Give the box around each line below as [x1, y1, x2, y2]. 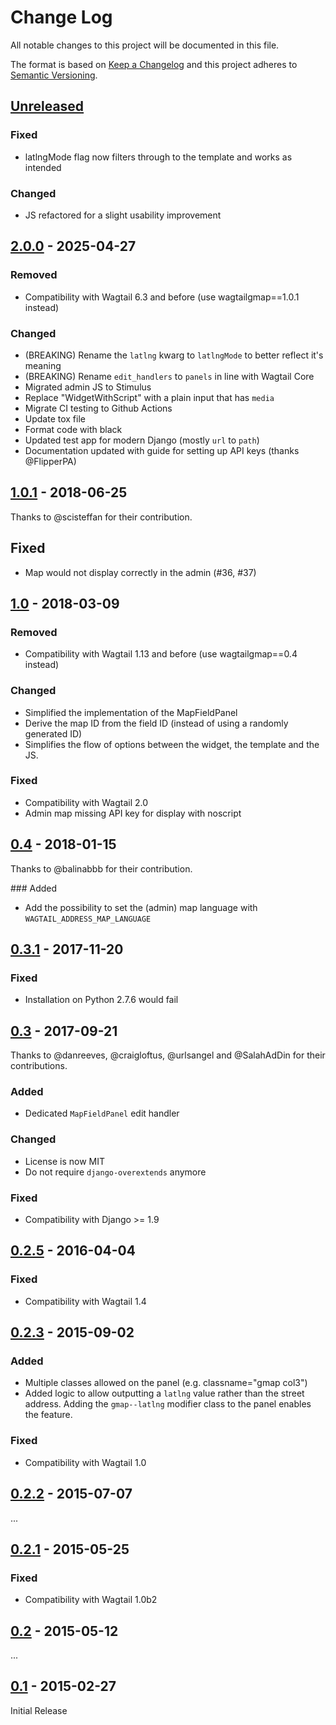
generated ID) [24, 727, 83, 740]
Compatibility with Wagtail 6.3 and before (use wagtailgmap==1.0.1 [24, 291, 300, 303]
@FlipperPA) [24, 455, 77, 467]
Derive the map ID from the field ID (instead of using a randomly [24, 717, 289, 729]
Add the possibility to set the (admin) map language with [24, 901, 258, 913]
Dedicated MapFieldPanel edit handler [24, 1107, 180, 1120]
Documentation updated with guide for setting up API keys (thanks [24, 444, 300, 456]
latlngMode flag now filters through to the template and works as [24, 151, 293, 163]
